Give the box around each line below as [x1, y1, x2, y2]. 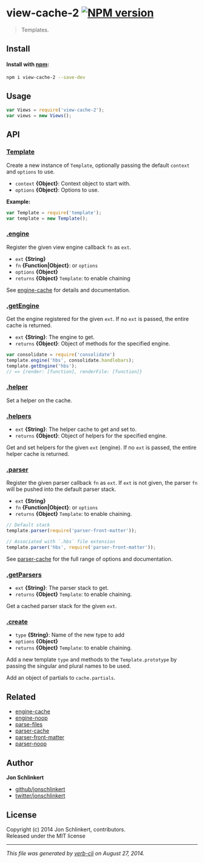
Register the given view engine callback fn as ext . [6, 243, 132, 251]
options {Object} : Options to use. [15, 186, 99, 194]
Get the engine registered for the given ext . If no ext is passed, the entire [6, 316, 189, 322]
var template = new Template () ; [6, 215, 88, 222]
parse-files [15, 721, 43, 728]
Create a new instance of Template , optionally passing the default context [6, 161, 190, 169]
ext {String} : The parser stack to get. [15, 584, 109, 592]
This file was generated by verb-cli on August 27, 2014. [6, 850, 144, 857]
